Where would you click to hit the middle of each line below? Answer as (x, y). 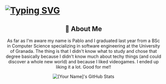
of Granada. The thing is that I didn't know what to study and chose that (83, 51)
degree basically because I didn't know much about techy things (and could (83, 56)
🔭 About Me (83, 29)
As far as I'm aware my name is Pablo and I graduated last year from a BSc (83, 41)
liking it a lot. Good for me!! (83, 67)
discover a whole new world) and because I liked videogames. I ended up (83, 62)
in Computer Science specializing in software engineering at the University (83, 46)
